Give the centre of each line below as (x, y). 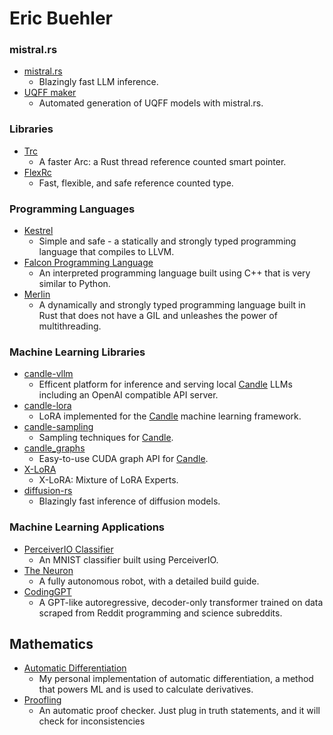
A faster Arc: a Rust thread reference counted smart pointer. (162, 161)
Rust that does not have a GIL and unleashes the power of (158, 316)
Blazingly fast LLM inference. (98, 82)
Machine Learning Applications (87, 527)
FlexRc (37, 172)
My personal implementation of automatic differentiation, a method (176, 679)
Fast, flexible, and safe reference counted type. (136, 183)
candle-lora (47, 406)
